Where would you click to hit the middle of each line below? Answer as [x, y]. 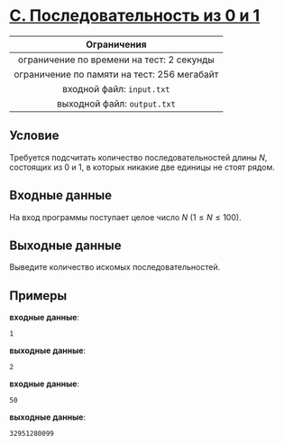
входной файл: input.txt [116, 88]
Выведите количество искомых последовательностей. [115, 267]
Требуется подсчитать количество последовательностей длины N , [138, 157]
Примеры [38, 296]
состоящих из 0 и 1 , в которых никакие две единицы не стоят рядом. [142, 167]
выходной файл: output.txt [116, 103]
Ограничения [116, 44]
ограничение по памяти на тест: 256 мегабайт [116, 74]
